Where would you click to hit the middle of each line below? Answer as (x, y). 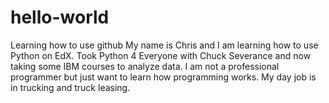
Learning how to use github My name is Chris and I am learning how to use (164, 45)
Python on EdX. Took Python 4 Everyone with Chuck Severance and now (161, 55)
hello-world (60, 17)
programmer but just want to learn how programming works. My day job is (163, 77)
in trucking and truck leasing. (70, 87)
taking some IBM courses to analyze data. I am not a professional (145, 66)
